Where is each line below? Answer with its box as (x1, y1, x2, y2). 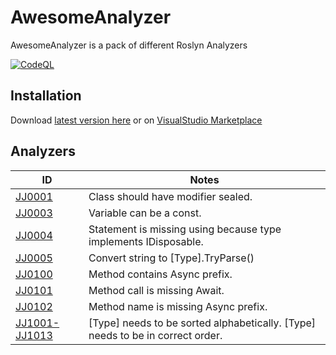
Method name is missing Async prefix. (88, 299, 268, 313)
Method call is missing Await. (88, 283, 225, 297)
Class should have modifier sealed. (88, 189, 253, 203)
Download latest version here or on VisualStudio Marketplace (10, 114, 263, 126)
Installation (10, 87, 82, 105)
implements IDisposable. (88, 234, 204, 248)
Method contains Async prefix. (88, 267, 233, 281)
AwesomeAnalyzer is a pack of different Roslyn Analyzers (10, 39, 248, 51)
